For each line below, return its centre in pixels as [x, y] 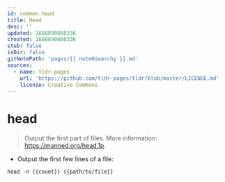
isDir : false [26, 53]
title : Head [24, 20]
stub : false [24, 46]
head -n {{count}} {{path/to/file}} [60, 172]
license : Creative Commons [59, 85]
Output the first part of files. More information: [91, 138]
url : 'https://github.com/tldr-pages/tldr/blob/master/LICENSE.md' [119, 78]
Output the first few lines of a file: [65, 159]
